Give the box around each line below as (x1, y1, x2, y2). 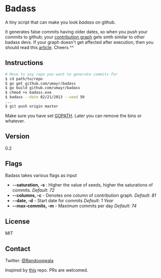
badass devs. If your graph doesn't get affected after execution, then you (5, 39, 154, 45)
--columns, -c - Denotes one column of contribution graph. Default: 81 (12, 192, 157, 198)
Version (5, 132, 30, 141)
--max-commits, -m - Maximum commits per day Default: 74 (12, 203, 137, 209)
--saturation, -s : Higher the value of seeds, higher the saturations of (12, 182, 153, 188)
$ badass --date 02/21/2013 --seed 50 (5, 94, 85, 100)
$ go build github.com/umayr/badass (5, 86, 80, 91)
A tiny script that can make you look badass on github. (5, 19, 116, 25)
